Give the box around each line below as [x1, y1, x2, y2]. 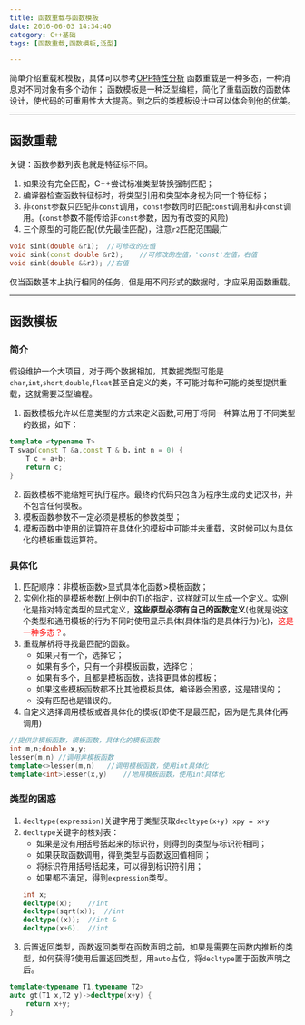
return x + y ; [25, 999, 71, 1009]
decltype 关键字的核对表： [22, 826, 120, 837]
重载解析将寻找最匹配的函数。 [22, 638, 134, 650]
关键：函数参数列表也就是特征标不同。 [9, 159, 152, 170]
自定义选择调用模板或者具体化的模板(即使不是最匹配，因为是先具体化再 [22, 706, 289, 718]
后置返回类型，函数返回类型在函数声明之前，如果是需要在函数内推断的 [22, 941, 286, 952]
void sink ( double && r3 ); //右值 [9, 258, 129, 268]
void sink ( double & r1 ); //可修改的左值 [9, 242, 156, 251]
